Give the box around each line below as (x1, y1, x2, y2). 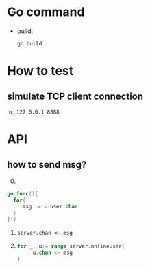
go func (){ (7, 190, 38, 197)
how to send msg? (7, 159, 87, 171)
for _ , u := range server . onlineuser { (16, 243, 125, 250)
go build (16, 40, 42, 47)
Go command (7, 4, 85, 20)
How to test (7, 63, 74, 79)
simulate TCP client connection (7, 90, 144, 102)
